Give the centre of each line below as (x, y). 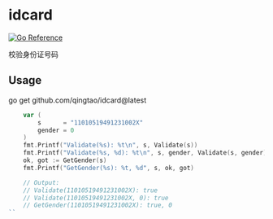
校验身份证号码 (33, 54)
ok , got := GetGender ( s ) (65, 160)
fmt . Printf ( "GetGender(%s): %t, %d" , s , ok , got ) (109, 168)
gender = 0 (56, 130)
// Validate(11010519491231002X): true (91, 190)
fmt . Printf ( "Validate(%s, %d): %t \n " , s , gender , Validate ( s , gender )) (147, 153)
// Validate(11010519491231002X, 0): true (96, 198)
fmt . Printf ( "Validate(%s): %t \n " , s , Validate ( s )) (110, 145)
